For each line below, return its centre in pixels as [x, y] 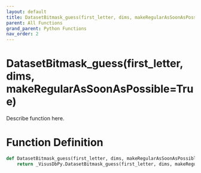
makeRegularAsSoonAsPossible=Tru [100, 89]
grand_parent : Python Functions [46, 28]
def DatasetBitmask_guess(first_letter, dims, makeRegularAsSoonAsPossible [103, 159]
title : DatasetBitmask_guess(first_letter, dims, [69, 17]
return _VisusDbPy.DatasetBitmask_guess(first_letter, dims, [95, 164]
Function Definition [55, 143]
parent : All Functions [34, 23]
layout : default [26, 12]
